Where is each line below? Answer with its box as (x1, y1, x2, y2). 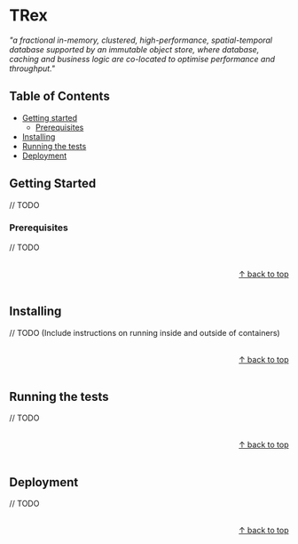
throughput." (9, 63, 56, 74)
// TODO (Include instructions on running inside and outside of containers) (9, 327, 281, 338)
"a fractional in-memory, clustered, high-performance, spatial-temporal (9, 35, 273, 45)
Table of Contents (9, 89, 111, 104)
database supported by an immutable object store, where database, (9, 44, 260, 54)
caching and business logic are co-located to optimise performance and (9, 53, 276, 64)
